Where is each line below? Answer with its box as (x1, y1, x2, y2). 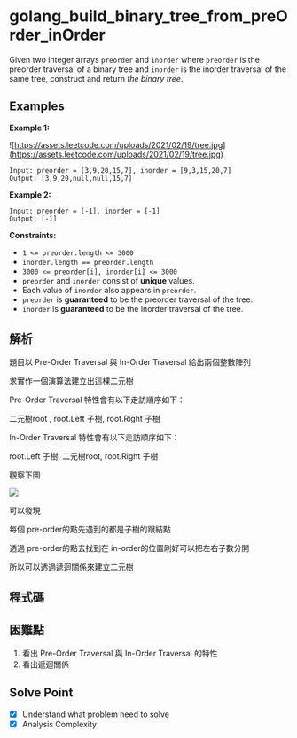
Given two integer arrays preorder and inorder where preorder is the (9, 54, 260, 65)
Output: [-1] (9, 214, 58, 223)
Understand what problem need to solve (21, 709, 170, 719)
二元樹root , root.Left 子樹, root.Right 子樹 (9, 413, 161, 423)
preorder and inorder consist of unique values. (21, 275, 195, 285)
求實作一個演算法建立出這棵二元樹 (9, 375, 134, 386)
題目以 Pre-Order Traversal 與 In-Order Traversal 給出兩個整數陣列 (9, 356, 251, 367)
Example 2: (9, 189, 51, 200)
